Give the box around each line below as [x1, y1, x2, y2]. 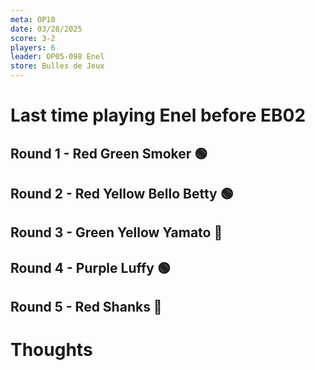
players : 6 [10, 42, 56, 53]
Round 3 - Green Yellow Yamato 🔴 [10, 224, 223, 241]
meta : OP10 [10, 14, 56, 25]
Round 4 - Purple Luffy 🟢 [10, 259, 171, 276]
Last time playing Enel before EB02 [10, 104, 307, 127]
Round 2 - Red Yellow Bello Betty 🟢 [10, 185, 234, 202]
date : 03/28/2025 [10, 24, 83, 34]
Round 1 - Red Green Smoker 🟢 [10, 145, 208, 162]
